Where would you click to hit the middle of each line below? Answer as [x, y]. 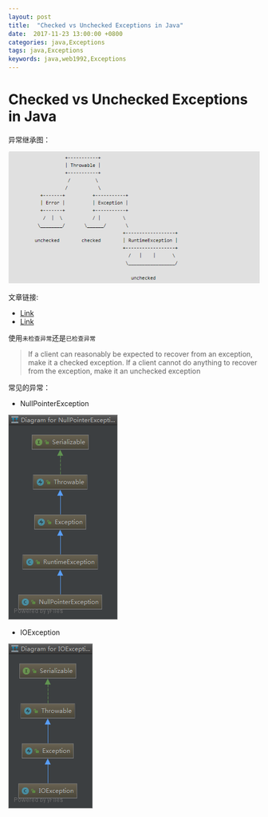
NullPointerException [54, 404]
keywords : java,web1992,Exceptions [67, 59]
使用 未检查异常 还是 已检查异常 [52, 338]
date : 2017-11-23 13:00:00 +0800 [66, 34]
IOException [40, 632]
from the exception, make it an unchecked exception [114, 371]
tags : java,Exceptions [46, 51]
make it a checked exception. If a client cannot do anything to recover [142, 363]
